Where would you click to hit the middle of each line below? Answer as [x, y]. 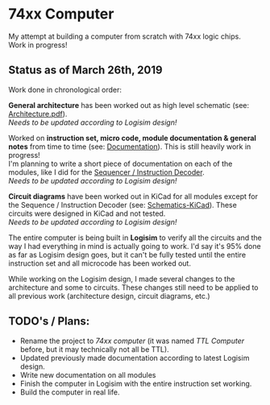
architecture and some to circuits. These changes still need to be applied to [134, 287]
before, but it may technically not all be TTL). [94, 349]
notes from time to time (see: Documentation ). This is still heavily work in [130, 147]
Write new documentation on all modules [88, 374]
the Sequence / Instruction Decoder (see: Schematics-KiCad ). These [123, 205]
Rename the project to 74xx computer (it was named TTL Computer [132, 341]
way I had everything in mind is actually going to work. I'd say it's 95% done [135, 246]
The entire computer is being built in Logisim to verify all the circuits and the [135, 238]
